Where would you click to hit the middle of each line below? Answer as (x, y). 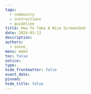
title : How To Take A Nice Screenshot (45, 28)
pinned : (13, 79)
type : (11, 65)
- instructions (25, 19)
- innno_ (19, 47)
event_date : (17, 75)
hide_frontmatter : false (31, 70)
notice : (13, 61)
